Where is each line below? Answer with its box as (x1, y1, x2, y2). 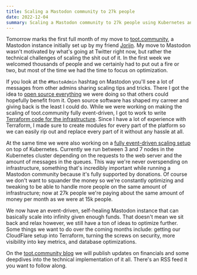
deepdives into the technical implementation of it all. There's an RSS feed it (6, 256, 188, 263)
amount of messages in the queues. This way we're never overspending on (6, 158, 188, 165)
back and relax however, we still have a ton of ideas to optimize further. (6, 220, 178, 227)
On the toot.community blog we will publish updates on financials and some (6, 250, 189, 257)
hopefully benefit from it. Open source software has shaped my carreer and (6, 97, 189, 104)
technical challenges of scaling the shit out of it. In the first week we (6, 54, 171, 62)
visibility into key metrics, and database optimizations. (6, 239, 137, 246)
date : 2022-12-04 (6, 14, 49, 20)
